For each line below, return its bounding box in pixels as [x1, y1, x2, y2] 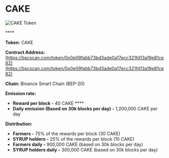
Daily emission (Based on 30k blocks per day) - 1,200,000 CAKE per [12, 105, 158, 111]
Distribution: [5, 121, 32, 127]
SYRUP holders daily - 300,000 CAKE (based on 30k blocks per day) [12, 146, 158, 152]
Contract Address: [5, 49, 45, 55]
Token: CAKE [5, 39, 33, 46]
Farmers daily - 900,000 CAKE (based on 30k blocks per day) [12, 141, 144, 147]
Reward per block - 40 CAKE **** [12, 100, 84, 106]
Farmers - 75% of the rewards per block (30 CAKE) [12, 130, 121, 137]
